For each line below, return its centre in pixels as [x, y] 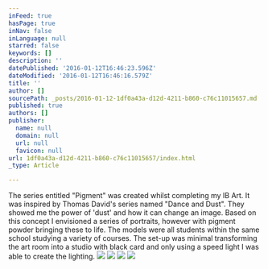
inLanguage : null [37, 38]
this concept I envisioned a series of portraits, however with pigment [122, 221]
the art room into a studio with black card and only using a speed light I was [134, 247]
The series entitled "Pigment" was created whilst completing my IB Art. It [129, 196]
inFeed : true [30, 16]
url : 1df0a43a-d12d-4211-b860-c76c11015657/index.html [102, 158]
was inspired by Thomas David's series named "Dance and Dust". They [126, 204]
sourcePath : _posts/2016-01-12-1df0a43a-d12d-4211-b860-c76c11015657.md [133, 98]
